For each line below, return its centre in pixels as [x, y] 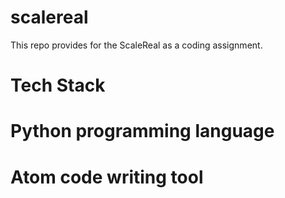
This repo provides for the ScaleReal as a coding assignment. [136, 45]
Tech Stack [58, 85]
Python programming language [142, 131]
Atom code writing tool [107, 177]
